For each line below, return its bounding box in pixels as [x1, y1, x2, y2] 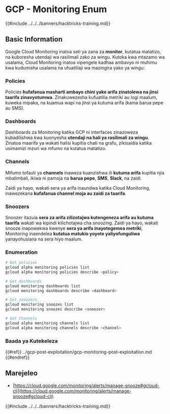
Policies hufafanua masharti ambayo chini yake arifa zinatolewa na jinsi [5, 89, 159, 95]
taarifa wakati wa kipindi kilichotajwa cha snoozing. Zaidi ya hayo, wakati [5, 220, 158, 226]
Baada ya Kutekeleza [5, 337, 58, 344]
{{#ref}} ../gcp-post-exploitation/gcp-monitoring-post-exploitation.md [5, 349, 152, 355]
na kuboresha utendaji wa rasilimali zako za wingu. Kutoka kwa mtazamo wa [5, 54, 165, 60]
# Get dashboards [5, 279, 42, 284]
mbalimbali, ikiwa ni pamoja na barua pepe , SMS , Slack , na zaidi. [5, 175, 142, 181]
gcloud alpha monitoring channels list [5, 321, 90, 326]
